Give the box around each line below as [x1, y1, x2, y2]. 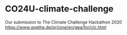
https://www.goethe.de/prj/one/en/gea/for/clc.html [5, 24, 107, 30]
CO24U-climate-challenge [5, 3, 114, 14]
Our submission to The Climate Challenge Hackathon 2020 [5, 19, 122, 25]
